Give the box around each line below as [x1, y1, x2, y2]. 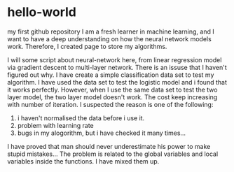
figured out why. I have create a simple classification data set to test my [7, 71, 214, 79]
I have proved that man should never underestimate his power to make [7, 142, 211, 150]
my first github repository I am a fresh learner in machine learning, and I [7, 27, 215, 36]
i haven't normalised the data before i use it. [17, 113, 145, 122]
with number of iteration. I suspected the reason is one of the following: [7, 100, 214, 108]
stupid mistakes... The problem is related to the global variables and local [7, 150, 219, 158]
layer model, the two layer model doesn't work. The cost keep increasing [7, 92, 218, 101]
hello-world [7, 4, 77, 20]
